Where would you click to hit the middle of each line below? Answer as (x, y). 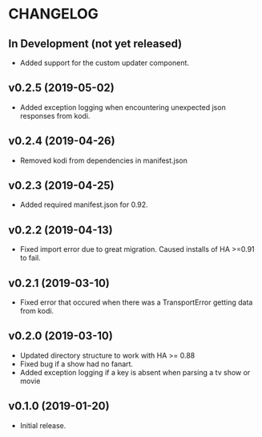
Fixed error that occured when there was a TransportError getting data (136, 302)
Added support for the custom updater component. (105, 63)
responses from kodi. (55, 115)
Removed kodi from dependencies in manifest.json (104, 160)
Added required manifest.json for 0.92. (84, 204)
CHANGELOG (53, 14)
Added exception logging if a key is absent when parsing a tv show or (135, 372)
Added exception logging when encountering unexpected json (123, 107)
